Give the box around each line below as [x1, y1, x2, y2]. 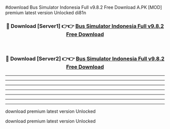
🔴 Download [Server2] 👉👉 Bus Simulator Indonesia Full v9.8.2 [6, 55, 164, 62]
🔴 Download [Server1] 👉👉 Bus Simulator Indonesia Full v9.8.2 [6, 22, 164, 29]
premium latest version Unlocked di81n [5, 10, 87, 16]
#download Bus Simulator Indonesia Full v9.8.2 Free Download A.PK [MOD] [5, 5, 162, 10]
